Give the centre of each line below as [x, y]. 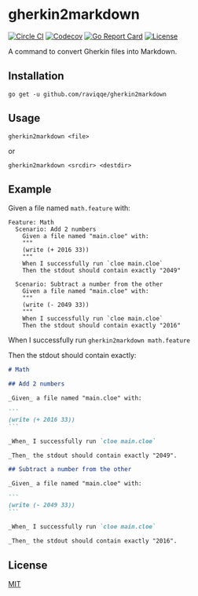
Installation [36, 76]
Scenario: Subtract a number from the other [89, 284]
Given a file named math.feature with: [70, 208]
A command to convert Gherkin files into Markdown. [93, 51]
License [28, 565]
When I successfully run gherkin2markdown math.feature [99, 340]
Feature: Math [31, 223]
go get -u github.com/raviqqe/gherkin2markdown [88, 94]
